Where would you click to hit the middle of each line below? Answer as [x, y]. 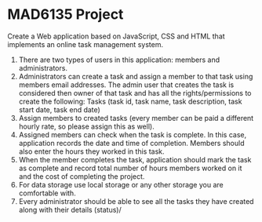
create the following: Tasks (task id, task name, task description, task [130, 101]
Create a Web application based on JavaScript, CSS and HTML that [116, 36]
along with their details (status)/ [70, 209]
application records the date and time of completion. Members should [131, 143]
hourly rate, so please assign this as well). [86, 126]
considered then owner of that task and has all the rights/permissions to [135, 93]
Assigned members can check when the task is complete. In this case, [133, 134]
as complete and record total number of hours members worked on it [130, 168]
